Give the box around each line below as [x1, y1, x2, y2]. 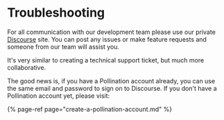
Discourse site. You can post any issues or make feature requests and [7, 35, 207, 43]
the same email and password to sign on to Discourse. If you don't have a [7, 84, 217, 92]
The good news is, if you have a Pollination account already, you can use [7, 76, 216, 85]
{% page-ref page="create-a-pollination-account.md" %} [7, 105, 172, 113]
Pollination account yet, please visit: [7, 92, 110, 100]
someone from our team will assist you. [7, 42, 120, 51]
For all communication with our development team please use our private [7, 28, 216, 36]
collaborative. [7, 63, 46, 71]
